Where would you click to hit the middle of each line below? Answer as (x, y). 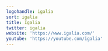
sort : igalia (22, 17)
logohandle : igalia (30, 11)
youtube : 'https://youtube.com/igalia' (55, 39)
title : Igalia (23, 22)
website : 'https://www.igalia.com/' (50, 33)
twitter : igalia (26, 28)
